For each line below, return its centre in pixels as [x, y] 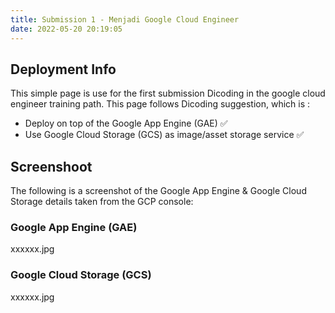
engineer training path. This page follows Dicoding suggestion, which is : [160, 104]
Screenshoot [51, 166]
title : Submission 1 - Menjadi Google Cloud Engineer [125, 19]
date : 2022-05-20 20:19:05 [66, 29]
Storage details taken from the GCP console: [102, 202]
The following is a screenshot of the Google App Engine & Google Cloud [158, 191]
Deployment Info [63, 69]
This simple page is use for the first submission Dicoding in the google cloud [168, 93]
